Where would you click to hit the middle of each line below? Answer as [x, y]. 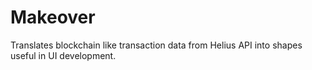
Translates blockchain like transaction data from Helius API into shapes [156, 45]
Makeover [53, 17]
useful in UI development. [63, 55]
